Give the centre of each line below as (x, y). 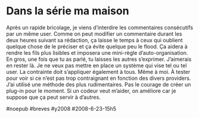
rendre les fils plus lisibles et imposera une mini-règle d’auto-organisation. (97, 52)
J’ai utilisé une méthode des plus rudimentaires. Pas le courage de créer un (99, 84)
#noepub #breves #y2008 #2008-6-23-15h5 (61, 108)
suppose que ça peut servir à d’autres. (54, 97)
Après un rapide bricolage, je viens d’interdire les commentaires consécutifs (100, 27)
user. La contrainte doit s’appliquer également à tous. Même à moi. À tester (98, 72)
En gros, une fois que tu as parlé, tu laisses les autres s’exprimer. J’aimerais (99, 59)
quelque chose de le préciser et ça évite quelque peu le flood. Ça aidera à (97, 46)
